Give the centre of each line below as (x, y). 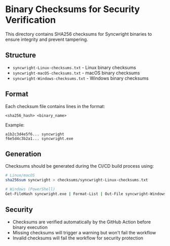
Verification (31, 20)
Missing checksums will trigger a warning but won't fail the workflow (84, 232)
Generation (23, 154)
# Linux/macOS (20, 175)
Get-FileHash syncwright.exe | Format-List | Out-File (64, 194)
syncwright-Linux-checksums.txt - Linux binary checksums (74, 67)
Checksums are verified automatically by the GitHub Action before (81, 222)
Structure (21, 55)
